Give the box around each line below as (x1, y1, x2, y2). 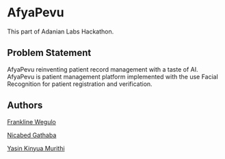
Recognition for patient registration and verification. (7, 80, 153, 88)
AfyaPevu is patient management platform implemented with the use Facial (7, 72, 219, 81)
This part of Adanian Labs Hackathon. (7, 27, 114, 35)
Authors (7, 100, 43, 111)
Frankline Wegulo (7, 117, 56, 126)
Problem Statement (7, 47, 92, 59)
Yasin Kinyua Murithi (7, 144, 65, 152)
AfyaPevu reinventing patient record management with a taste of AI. (7, 65, 198, 73)
